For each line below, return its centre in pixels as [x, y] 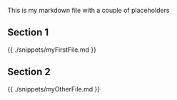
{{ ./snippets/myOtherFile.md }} [54, 89]
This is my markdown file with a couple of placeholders [88, 10]
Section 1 [28, 32]
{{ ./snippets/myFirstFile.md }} [52, 50]
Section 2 [29, 72]
